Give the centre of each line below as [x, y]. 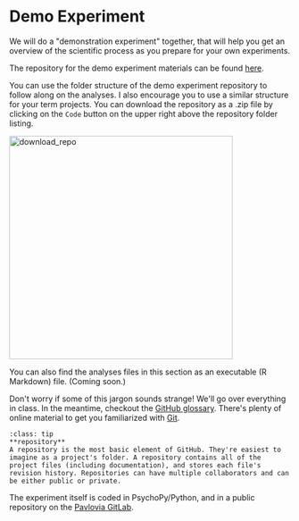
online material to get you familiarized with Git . [95, 417]
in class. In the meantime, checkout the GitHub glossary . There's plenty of [145, 408]
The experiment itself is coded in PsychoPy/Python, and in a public [132, 497]
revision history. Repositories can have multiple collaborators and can [149, 473]
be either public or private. [66, 481]
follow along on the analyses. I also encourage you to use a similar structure [149, 95]
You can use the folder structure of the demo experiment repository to [138, 85]
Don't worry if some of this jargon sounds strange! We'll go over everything [148, 399]
